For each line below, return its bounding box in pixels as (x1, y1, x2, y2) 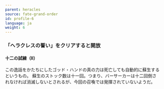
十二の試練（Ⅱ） (5, 55, 38, 61)
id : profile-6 (5, 16, 34, 21)
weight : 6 (5, 25, 26, 30)
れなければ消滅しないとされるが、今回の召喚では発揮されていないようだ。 (5, 79, 156, 85)
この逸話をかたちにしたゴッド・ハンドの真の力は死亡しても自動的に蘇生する (5, 67, 160, 73)
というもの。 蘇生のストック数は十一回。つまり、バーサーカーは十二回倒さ (5, 73, 157, 79)
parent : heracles (5, 7, 41, 12)
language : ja (5, 20, 32, 26)
